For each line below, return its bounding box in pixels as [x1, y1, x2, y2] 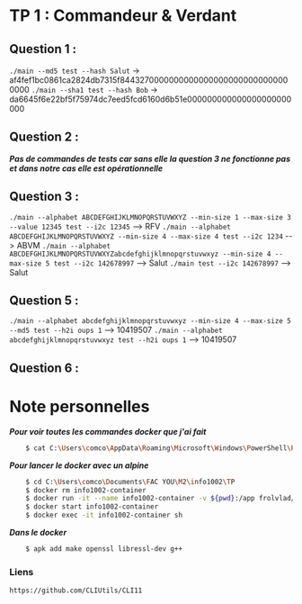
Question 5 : [9, 293, 79, 309]
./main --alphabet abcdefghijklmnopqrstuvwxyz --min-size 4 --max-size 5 [9, 317, 292, 326]
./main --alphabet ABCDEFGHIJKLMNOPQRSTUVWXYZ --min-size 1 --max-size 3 [9, 212, 292, 221]
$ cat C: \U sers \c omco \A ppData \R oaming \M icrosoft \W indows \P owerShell [25, 443, 288, 453]
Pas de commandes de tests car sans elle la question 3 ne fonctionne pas [9, 153, 291, 164]
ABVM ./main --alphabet [16, 239, 111, 250]
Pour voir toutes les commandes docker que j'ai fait [9, 426, 207, 437]
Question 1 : [9, 41, 77, 57]
